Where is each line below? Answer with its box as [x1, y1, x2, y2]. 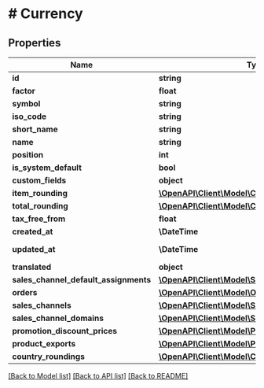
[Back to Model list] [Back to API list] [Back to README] [8, 371, 189, 380]
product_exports [12, 338, 76, 349]
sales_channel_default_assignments [12, 275, 152, 285]
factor [12, 86, 35, 96]
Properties [8, 36, 61, 50]
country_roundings [12, 351, 85, 362]
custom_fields [12, 175, 67, 186]
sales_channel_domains [12, 312, 104, 323]
